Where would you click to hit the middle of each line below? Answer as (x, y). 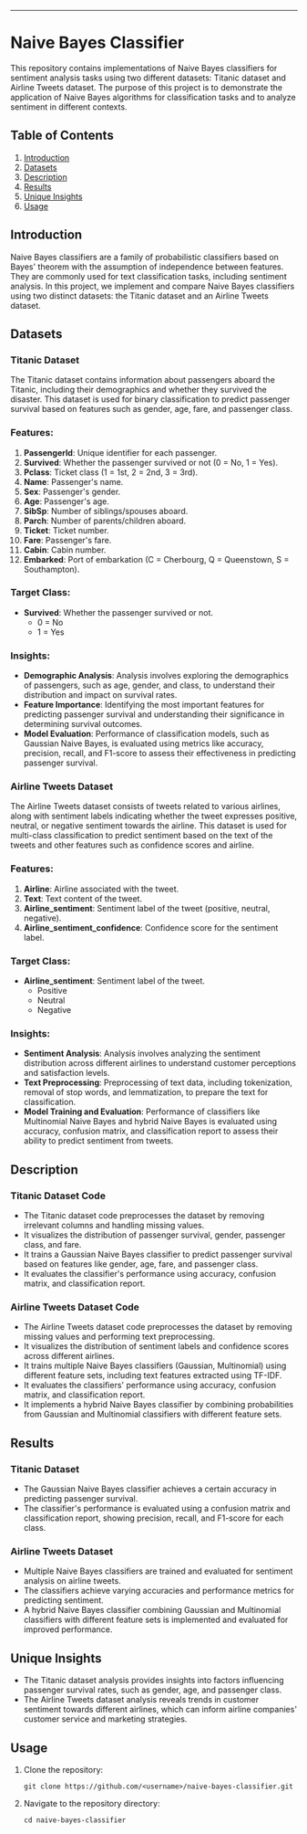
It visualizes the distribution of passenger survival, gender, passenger (154, 1235)
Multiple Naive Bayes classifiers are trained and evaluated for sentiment (158, 1571)
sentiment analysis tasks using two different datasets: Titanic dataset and (148, 78)
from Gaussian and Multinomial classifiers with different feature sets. (153, 1414)
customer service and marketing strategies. (105, 1719)
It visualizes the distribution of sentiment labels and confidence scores (156, 1346)
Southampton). (51, 569)
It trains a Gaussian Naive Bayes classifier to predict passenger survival (158, 1254)
